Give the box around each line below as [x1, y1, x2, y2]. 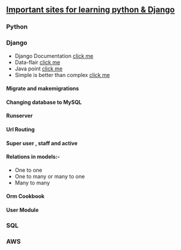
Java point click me [14, 65, 63, 72]
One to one [14, 166, 43, 174]
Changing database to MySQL [6, 98, 82, 106]
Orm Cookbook [6, 193, 45, 200]
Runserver [6, 112, 33, 119]
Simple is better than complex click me [14, 71, 110, 78]
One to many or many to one [14, 172, 85, 180]
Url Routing [6, 125, 35, 133]
